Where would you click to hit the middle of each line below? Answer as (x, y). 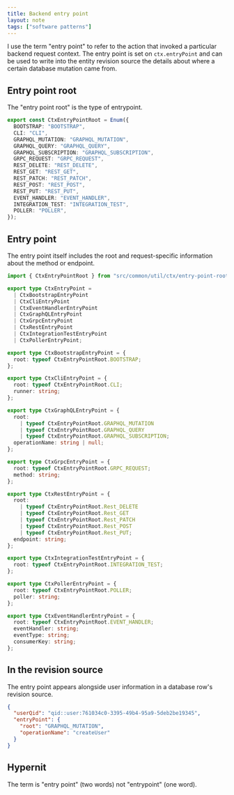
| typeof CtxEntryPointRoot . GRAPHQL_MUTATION (87, 423)
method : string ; (37, 474)
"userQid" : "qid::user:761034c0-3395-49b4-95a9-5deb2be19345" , (107, 713)
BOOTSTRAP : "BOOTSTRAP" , (49, 127)
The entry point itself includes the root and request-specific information (110, 256)
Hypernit (27, 767)
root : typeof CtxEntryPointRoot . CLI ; (68, 385)
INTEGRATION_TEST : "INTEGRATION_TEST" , (71, 204)
